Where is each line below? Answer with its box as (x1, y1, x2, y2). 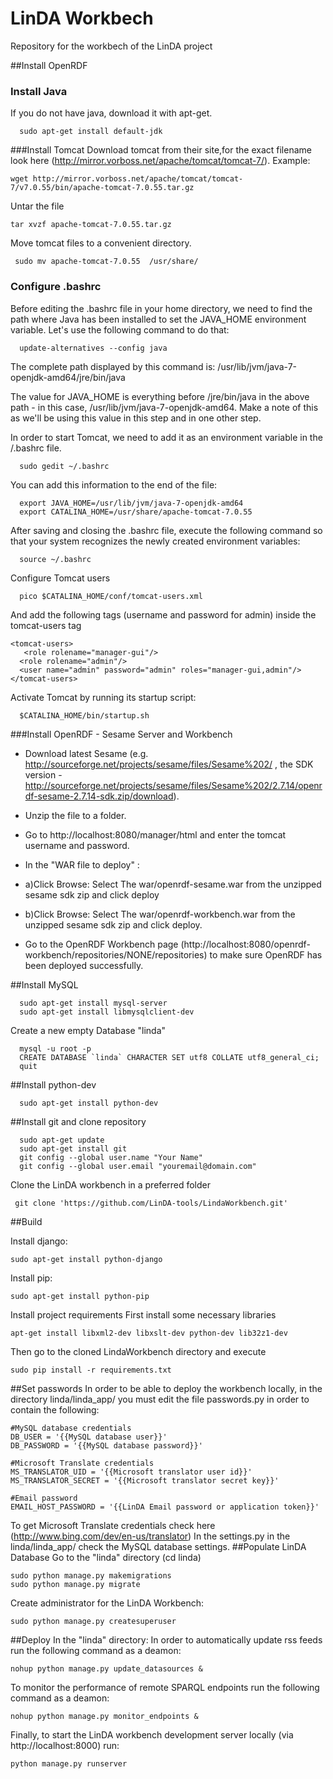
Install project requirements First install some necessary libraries (10, 1308, 277, 1321)
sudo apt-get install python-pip (10, 1291, 150, 1301)
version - (24, 768, 63, 781)
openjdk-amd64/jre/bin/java (10, 371, 126, 383)
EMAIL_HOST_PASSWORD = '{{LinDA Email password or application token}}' (10, 1502, 320, 1512)
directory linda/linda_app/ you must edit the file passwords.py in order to (10, 1393, 310, 1405)
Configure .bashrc (10, 280, 102, 294)
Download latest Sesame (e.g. (24, 747, 149, 759)
